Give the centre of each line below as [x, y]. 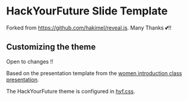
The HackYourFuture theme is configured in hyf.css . [71, 91]
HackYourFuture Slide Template [87, 11]
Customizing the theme [51, 47]
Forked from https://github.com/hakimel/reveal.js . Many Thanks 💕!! [89, 28]
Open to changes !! [30, 61]
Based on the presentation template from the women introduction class [94, 73]
